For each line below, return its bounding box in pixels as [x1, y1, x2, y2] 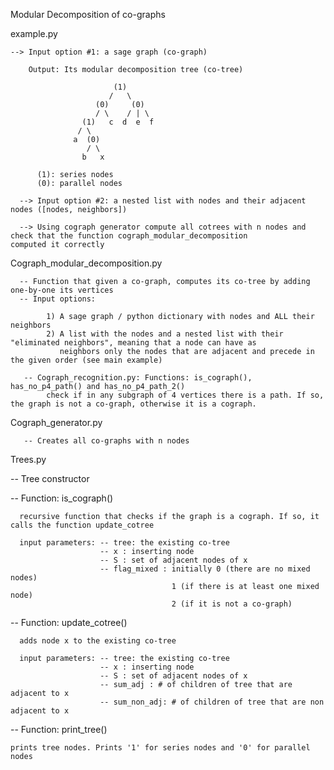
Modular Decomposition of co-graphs [10, 9, 166, 20]
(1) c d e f [81, 117, 155, 127]
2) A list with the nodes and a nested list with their [46, 329, 284, 339]
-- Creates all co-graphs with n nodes [23, 436, 190, 446]
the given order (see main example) [10, 355, 163, 365]
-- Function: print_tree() [10, 724, 108, 735]
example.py [10, 28, 58, 39]
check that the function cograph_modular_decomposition [10, 231, 248, 241]
